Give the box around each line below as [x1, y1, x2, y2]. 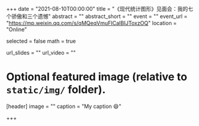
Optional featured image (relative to [6, 70, 188, 84]
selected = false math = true [6, 38, 76, 44]
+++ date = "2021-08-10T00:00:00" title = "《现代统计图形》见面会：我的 [6, 5, 188, 12]
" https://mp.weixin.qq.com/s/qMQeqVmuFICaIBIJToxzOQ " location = [6, 20, 177, 26]
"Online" [6, 26, 28, 33]
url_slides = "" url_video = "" [6, 49, 76, 56]
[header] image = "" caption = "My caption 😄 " [6, 103, 122, 110]
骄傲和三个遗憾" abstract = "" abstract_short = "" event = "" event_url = [11, 13, 188, 20]
